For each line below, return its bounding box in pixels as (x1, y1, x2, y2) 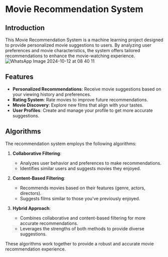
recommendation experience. (5, 246, 66, 252)
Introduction (5, 24, 45, 32)
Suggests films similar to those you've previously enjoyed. (20, 195, 140, 201)
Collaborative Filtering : (12, 150, 62, 156)
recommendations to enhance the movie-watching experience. (5, 53, 135, 59)
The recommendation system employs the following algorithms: (5, 141, 137, 147)
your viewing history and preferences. (12, 91, 91, 97)
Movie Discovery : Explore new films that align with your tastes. (12, 102, 144, 108)
